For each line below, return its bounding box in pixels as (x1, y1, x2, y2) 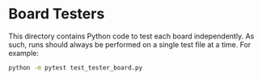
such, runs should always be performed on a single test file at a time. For (8, 39, 251, 49)
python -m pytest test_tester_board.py (8, 63, 143, 72)
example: (8, 48, 39, 58)
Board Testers (8, 5, 105, 23)
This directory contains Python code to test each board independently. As (8, 31, 255, 41)
